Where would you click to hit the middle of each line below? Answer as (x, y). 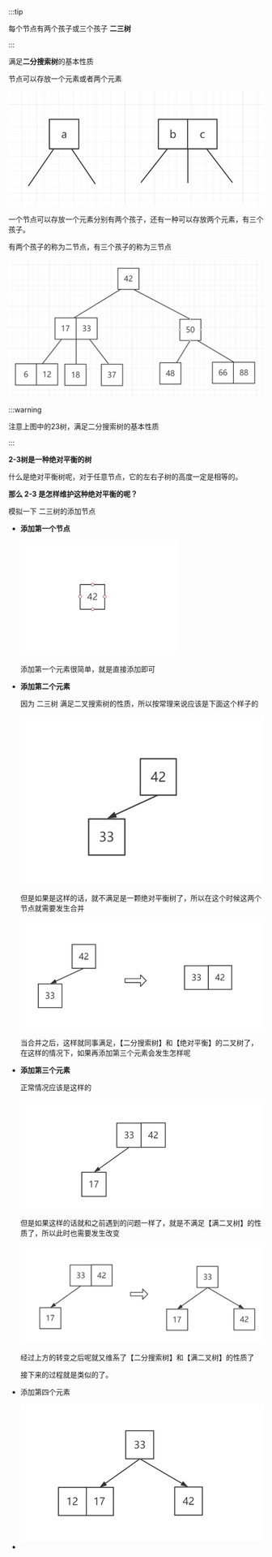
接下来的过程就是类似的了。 (66, 1375)
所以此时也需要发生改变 (81, 1233)
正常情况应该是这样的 (55, 1087)
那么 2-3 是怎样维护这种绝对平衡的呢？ (73, 494)
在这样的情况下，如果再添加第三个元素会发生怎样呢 (105, 1053)
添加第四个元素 (45, 1392)
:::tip (16, 12)
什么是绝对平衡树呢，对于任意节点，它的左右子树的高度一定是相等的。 (125, 476)
